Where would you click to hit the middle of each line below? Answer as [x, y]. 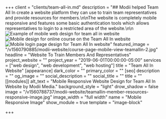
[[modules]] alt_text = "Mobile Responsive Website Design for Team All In [81, 81]
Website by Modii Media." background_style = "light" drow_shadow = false [82, 86]
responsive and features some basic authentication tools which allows [77, 23]
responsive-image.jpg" [29, 97]
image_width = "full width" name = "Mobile [97, 97]
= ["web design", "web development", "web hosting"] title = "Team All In [79, 65]
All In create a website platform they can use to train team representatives [81, 12]
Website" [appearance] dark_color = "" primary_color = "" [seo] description [83, 71]
